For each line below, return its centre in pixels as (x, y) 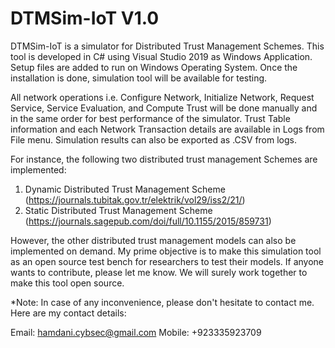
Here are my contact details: (68, 313)
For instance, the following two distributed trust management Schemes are (164, 159)
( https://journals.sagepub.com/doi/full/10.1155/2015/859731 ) (148, 221)
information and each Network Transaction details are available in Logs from (167, 129)
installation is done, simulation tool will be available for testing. (139, 78)
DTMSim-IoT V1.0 (85, 18)
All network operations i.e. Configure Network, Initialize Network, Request (162, 97)
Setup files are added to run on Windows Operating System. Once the (154, 67)
